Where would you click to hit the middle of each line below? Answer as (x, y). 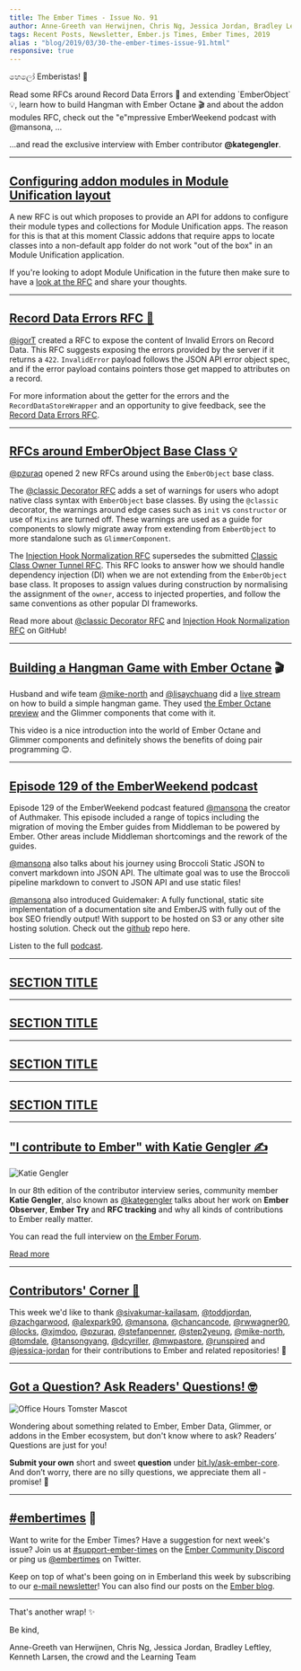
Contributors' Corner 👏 (75, 1291)
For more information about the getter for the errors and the (120, 395)
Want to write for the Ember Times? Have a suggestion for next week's (140, 1540)
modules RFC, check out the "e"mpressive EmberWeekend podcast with (143, 118)
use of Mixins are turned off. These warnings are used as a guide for (136, 519)
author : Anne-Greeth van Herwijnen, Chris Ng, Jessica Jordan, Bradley (146, 26)
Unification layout (60, 195)
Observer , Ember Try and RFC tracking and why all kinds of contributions (146, 1209)
